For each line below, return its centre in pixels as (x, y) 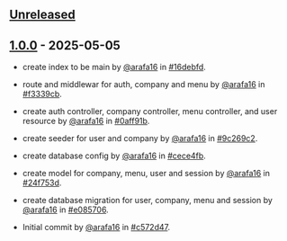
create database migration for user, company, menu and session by (147, 201)
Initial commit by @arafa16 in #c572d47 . (96, 228)
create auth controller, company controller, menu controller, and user (150, 112)
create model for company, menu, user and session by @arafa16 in (146, 174)
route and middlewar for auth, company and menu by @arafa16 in (143, 85)
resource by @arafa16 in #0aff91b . (86, 121)
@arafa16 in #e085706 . (66, 210)
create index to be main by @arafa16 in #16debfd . (114, 67)
